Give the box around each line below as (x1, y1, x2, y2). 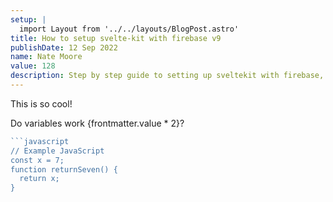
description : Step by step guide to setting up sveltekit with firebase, (10, 71, 325, 81)
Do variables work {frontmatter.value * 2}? (10, 117, 185, 129)
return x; (19, 174, 60, 184)
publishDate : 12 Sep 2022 (10, 42, 118, 53)
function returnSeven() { (10, 164, 118, 175)
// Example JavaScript (10, 146, 105, 156)
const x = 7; (10, 155, 65, 165)
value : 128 (10, 61, 56, 71)
